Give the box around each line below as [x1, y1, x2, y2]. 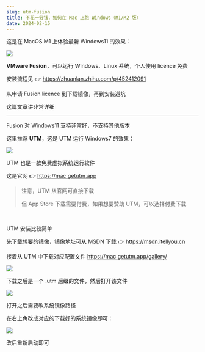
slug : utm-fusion [6, 9, 51, 15]
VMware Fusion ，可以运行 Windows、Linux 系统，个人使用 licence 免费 [6, 62, 188, 70]
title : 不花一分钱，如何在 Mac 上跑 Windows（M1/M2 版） [6, 15, 142, 21]
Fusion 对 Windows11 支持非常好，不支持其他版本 [6, 122, 130, 129]
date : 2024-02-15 [6, 20, 51, 26]
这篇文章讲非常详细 [6, 103, 55, 111]
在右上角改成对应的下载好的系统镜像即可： [6, 315, 113, 322]
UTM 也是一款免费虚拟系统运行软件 [6, 159, 96, 167]
